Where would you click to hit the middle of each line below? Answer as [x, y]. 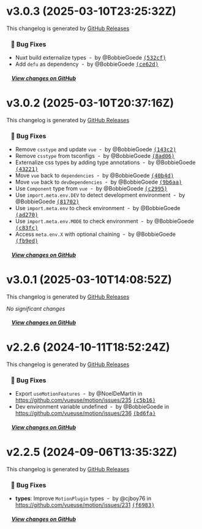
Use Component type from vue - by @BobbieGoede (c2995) [91, 189]
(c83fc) [27, 228]
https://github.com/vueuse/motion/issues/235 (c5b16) [85, 400]
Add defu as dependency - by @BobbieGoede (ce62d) [87, 64]
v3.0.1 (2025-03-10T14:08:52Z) [89, 279]
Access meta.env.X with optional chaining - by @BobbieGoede [95, 234]
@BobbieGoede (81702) [47, 202]
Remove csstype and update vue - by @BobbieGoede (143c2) [95, 149]
